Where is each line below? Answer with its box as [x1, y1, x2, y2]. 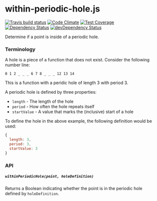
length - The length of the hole [12, 99, 74, 104]
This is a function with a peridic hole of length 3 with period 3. [5, 80, 128, 86]
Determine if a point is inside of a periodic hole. [5, 34, 100, 40]
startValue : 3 [9, 146, 38, 151]
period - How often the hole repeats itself [12, 104, 95, 110]
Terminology [5, 46, 36, 53]
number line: [5, 62, 30, 68]
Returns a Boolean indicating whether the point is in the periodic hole [5, 185, 143, 191]
